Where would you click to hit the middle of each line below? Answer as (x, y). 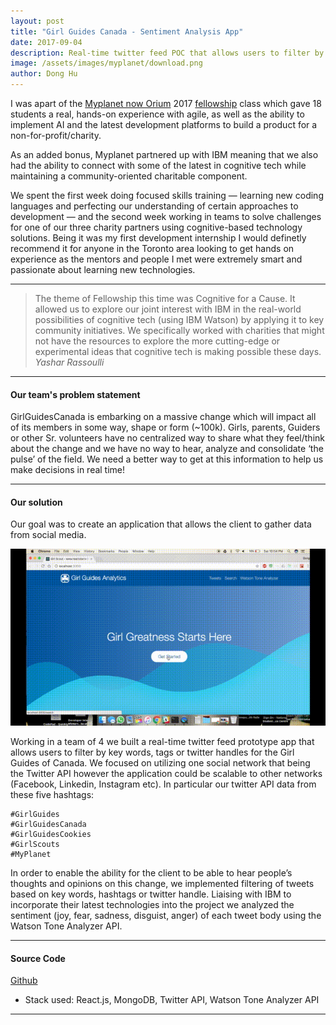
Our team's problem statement (75, 394)
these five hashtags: (52, 795)
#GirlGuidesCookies (51, 835)
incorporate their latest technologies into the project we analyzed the (152, 905)
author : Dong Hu (44, 74)
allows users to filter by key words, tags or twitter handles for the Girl (152, 752)
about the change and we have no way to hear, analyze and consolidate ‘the (167, 449)
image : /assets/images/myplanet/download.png (106, 63)
